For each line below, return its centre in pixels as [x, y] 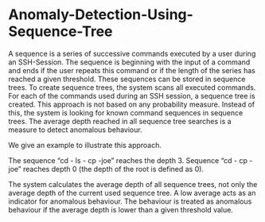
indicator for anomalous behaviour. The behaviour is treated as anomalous [130, 201]
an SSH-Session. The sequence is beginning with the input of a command [129, 62]
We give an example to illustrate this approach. [85, 145]
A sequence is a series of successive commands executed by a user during [132, 53]
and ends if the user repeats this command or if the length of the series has [132, 70]
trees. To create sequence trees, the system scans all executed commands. [132, 87]
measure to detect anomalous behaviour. [75, 130]
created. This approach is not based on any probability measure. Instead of [132, 104]
